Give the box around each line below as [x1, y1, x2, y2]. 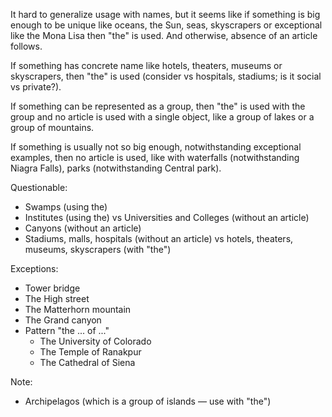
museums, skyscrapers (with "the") [24, 244, 172, 255]
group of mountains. [10, 122, 95, 133]
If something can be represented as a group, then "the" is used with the [10, 100, 306, 112]
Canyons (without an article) [24, 222, 142, 234]
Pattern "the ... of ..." [24, 325, 110, 336]
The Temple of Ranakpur [39, 346, 142, 358]
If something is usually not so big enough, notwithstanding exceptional [10, 141, 302, 153]
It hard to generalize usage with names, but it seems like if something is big [10, 9, 321, 20]
